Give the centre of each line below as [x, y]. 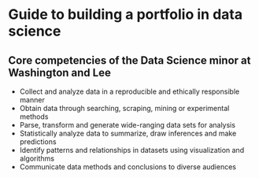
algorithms [37, 158]
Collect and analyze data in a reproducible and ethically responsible [129, 91]
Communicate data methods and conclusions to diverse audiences [128, 167]
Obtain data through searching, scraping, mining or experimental [124, 108]
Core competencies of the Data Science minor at [129, 60]
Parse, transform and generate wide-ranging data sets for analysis [128, 125]
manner [32, 100]
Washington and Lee [60, 72]
